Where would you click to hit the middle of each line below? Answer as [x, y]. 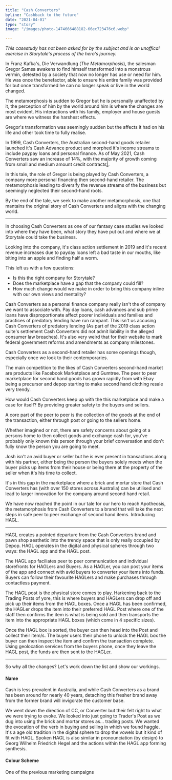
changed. [15, 91]
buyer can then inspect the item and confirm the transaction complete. [80, 641]
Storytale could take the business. [41, 237]
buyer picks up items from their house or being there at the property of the [84, 467]
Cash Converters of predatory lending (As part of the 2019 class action [80, 326]
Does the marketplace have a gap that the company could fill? [78, 283]
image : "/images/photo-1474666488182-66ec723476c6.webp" [67, 29]
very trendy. [18, 389]
